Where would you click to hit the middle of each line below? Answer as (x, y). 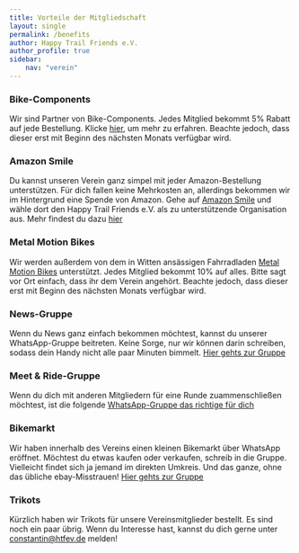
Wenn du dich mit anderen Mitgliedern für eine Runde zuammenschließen (145, 396)
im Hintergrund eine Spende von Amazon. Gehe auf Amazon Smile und (141, 200)
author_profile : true (50, 51)
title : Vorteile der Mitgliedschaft (78, 18)
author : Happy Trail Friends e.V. (74, 43)
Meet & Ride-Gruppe (55, 376)
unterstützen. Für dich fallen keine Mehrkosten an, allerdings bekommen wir (150, 191)
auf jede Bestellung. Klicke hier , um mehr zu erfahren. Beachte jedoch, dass (149, 129)
